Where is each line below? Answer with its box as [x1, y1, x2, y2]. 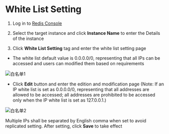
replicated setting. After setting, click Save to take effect [5, 123, 123, 129]
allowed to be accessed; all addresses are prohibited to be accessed [12, 92, 155, 98]
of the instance [12, 35, 44, 41]
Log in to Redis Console [12, 20, 62, 26]
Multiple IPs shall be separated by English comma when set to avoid [5, 117, 146, 123]
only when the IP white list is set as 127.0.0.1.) [12, 97, 107, 103]
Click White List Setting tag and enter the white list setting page [12, 45, 146, 51]
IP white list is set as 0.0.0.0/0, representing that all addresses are [12, 86, 150, 92]
